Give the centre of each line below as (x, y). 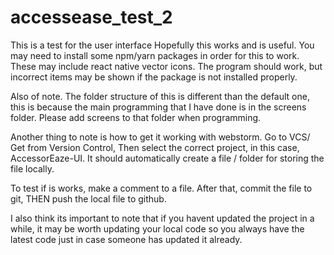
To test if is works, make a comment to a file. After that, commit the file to (161, 188)
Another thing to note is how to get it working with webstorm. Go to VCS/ (160, 137)
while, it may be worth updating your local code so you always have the (157, 228)
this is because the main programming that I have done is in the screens (158, 107)
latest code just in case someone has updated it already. (126, 239)
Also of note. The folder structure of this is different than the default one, (160, 96)
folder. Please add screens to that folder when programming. (136, 117)
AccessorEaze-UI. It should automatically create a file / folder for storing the (167, 158)
